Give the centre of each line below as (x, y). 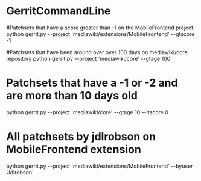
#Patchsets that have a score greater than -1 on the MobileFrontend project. (101, 28)
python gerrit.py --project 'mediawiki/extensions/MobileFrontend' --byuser (100, 166)
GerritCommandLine (59, 11)
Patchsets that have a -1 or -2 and (92, 83)
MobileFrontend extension (74, 149)
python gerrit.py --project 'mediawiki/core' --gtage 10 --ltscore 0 (88, 112)
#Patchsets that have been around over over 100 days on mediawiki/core (97, 52)
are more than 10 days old (72, 96)
